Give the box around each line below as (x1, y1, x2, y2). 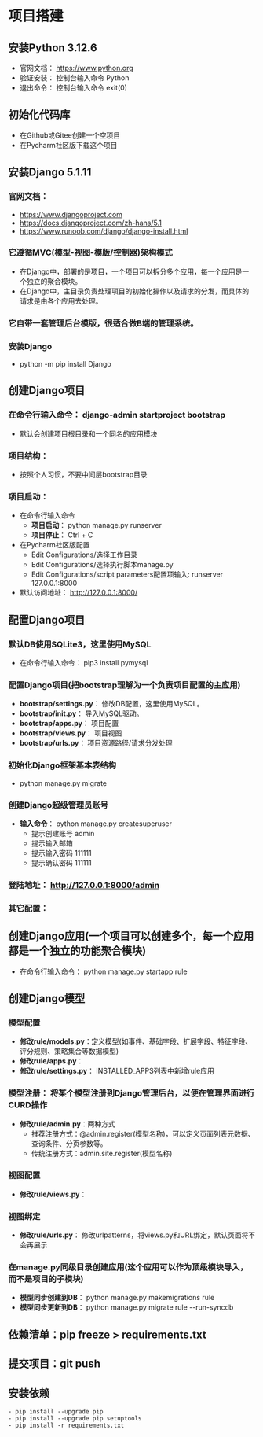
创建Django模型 (8, 992, 86, 1005)
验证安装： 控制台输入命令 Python (19, 73, 130, 83)
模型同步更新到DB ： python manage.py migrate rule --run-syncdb (19, 1303, 234, 1312)
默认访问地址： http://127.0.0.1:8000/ (19, 588, 138, 598)
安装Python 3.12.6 (8, 41, 97, 54)
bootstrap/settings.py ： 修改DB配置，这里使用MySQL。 (19, 699, 204, 709)
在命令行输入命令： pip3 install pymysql (19, 658, 148, 667)
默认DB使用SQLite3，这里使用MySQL (8, 639, 152, 650)
